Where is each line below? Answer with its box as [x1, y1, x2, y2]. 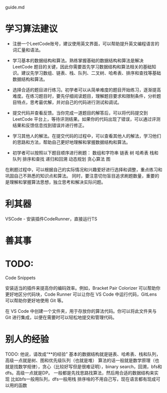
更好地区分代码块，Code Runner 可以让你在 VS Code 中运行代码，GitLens [5, 291, 157, 297]
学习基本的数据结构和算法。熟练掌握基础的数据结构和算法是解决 [12, 57, 144, 63]
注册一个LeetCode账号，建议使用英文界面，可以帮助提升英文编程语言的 [12, 40, 160, 46]
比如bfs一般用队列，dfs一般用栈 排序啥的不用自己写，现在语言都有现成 [10, 376, 156, 382]
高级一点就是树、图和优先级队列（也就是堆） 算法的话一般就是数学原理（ [5, 357, 155, 363]
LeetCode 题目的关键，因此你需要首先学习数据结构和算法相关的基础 [12, 63, 152, 69]
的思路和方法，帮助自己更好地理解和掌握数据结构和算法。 [12, 139, 131, 145]
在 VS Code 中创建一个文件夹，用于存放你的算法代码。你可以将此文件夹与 [5, 308, 157, 314]
